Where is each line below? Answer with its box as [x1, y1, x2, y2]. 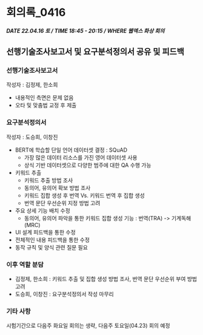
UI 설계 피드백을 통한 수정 [15, 228, 76, 235]
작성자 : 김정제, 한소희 [6, 81, 58, 89]
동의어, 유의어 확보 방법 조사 [24, 184, 91, 191]
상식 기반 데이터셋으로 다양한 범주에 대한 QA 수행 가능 [24, 161, 151, 169]
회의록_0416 [6, 5, 66, 19]
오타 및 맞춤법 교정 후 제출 [15, 101, 77, 109]
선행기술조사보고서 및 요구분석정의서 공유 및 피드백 [6, 47, 185, 57]
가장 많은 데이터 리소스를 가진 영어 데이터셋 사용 [24, 154, 138, 161]
